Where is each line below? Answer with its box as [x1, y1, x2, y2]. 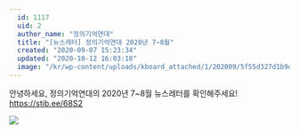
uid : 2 [17, 21, 42, 30]
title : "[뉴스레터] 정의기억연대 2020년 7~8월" [17, 37, 174, 47]
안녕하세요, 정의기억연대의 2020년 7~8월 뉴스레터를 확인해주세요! [9, 88, 238, 99]
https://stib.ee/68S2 [9, 98, 83, 108]
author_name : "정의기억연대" [17, 29, 114, 38]
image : [17, 63, 42, 72]
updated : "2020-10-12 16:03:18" [17, 54, 138, 63]
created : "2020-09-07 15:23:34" [17, 46, 138, 55]
